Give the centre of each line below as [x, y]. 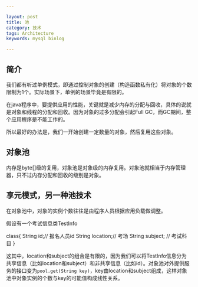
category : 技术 [24, 28]
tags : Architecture [30, 33]
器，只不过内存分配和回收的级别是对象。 [55, 175]
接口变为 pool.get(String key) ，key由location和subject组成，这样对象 [102, 270]
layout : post [22, 17]
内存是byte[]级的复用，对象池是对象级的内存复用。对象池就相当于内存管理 [96, 167]
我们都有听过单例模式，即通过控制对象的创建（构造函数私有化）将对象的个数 [99, 84]
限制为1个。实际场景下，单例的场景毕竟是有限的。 [67, 92]
